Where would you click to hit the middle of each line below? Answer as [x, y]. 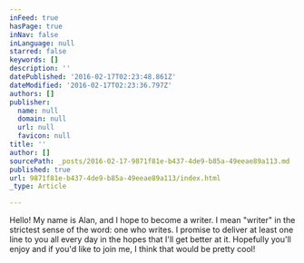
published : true [40, 170]
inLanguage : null [42, 43]
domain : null [42, 119]
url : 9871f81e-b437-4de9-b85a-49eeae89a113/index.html [115, 178]
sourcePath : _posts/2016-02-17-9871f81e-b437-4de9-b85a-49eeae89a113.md [150, 161]
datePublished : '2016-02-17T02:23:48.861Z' [93, 77]
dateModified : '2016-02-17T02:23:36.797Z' [91, 85]
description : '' [40, 69]
